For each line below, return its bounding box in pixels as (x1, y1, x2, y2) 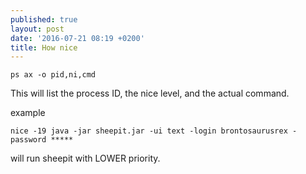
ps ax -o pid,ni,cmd (10, 70, 97, 80)
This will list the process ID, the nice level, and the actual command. (10, 87, 290, 100)
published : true (10, 14, 78, 25)
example (10, 107, 46, 119)
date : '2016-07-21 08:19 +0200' (10, 33, 145, 43)
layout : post (10, 24, 65, 34)
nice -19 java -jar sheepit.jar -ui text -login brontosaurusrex (10, 126, 288, 136)
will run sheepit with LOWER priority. (10, 152, 161, 165)
